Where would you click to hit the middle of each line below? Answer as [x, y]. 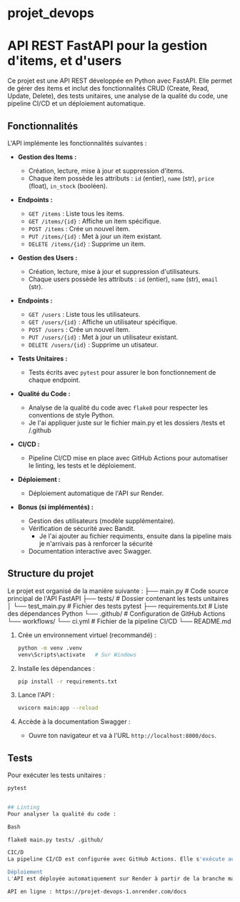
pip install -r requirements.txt [67, 681]
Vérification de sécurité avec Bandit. [82, 528]
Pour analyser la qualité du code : [62, 814]
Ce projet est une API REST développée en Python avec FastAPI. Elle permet [120, 81]
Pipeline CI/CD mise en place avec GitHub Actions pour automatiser [128, 457]
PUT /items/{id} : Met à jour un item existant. [95, 236]
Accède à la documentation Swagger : [74, 721]
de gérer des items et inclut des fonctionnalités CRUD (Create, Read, [108, 88]
